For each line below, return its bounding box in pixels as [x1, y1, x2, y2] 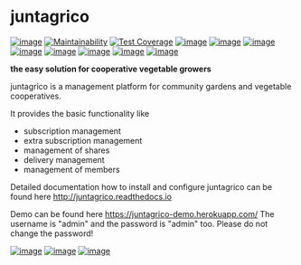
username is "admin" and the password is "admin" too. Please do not [10, 218, 268, 229]
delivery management [23, 154, 105, 165]
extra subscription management [23, 135, 143, 146]
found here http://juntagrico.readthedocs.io [10, 191, 173, 202]
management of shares [23, 145, 110, 156]
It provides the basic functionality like [10, 108, 150, 118]
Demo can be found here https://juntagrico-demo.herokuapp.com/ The [10, 208, 275, 219]
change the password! [10, 228, 94, 239]
